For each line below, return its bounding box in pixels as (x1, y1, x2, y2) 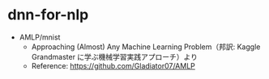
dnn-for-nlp (7, 6, 89, 24)
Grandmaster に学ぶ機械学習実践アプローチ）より (31, 52, 199, 61)
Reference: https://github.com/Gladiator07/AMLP (31, 60, 196, 70)
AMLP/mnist (19, 32, 61, 42)
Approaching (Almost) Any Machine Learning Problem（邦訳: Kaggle (31, 42, 261, 52)
